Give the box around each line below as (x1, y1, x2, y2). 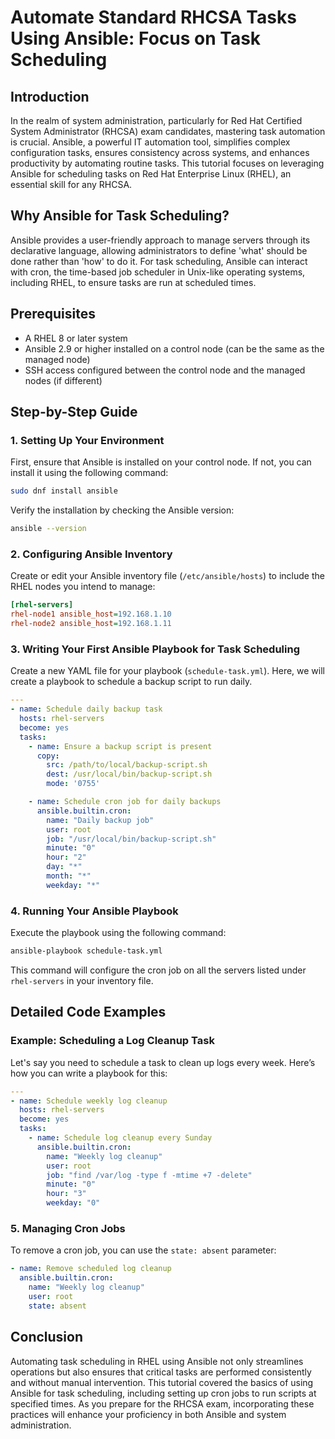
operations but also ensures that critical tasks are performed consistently (10, 1366, 312, 1378)
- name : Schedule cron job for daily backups (28, 797, 222, 807)
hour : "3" (46, 1189, 87, 1199)
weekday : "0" (46, 1198, 101, 1208)
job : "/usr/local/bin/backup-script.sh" (46, 834, 217, 844)
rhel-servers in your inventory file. (10, 974, 154, 986)
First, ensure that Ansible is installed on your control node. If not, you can (10, 456, 312, 468)
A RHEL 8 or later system (24, 332, 128, 344)
